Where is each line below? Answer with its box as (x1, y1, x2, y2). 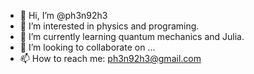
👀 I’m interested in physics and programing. (19, 20, 200, 32)
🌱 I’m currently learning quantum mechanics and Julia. (19, 31, 245, 42)
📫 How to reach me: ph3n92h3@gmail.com (19, 53, 202, 64)
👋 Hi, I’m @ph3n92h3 (19, 10, 108, 21)
